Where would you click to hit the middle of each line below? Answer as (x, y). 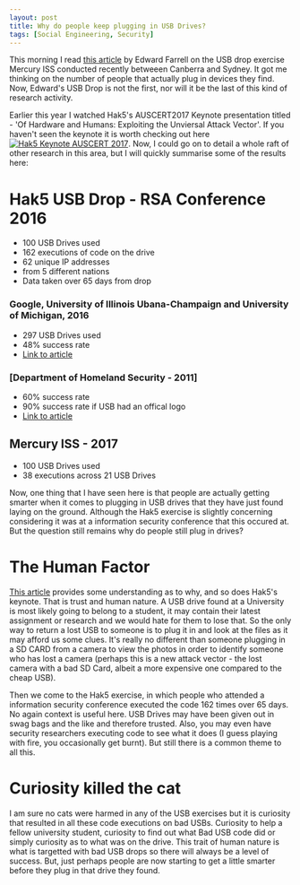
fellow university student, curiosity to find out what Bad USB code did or (142, 832)
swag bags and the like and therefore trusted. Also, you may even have (140, 724)
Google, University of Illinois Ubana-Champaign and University (149, 304)
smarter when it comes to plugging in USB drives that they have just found (146, 502)
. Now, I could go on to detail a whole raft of (209, 143)
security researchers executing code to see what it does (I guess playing (143, 733)
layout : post (34, 17)
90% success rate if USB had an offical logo (104, 406)
